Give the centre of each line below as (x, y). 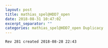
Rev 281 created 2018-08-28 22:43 (41, 42)
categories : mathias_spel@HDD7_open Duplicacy (54, 28)
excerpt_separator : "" (29, 24)
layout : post (19, 10)
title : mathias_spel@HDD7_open (38, 14)
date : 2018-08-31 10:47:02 (33, 19)
